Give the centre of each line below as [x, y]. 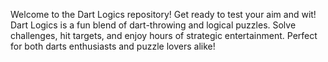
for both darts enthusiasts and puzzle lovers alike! [113, 46]
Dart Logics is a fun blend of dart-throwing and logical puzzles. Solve [153, 25]
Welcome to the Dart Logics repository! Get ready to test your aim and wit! [163, 14]
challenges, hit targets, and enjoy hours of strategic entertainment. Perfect [164, 35]
